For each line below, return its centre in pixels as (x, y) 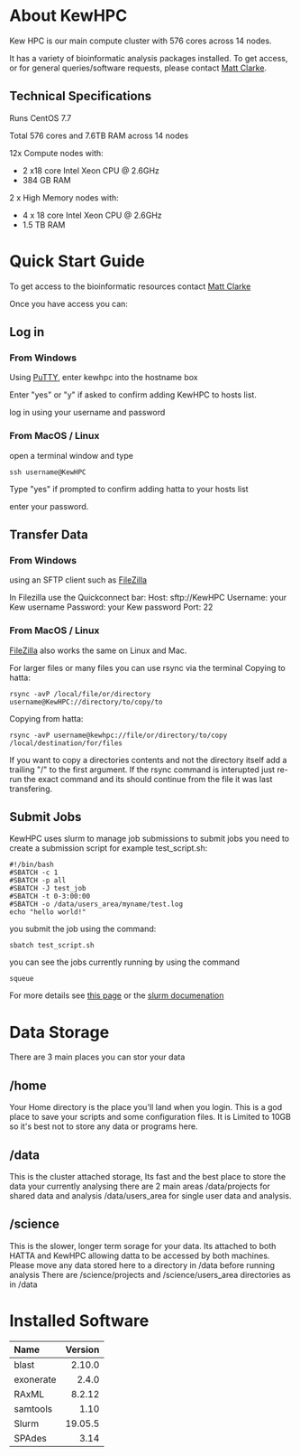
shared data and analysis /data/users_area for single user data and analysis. (150, 1196)
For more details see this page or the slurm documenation (117, 995)
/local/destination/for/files (66, 743)
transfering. (31, 789)
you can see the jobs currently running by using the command (125, 962)
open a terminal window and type (71, 455)
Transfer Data (49, 535)
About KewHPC (68, 16)
